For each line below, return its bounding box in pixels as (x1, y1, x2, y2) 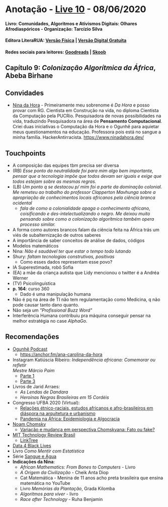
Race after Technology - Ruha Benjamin (20, 496, 103, 502)
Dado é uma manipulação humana (20, 291, 91, 297)
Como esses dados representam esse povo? (20, 259, 113, 265)
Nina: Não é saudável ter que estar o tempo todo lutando (12, 248, 131, 254)
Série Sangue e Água (12, 453, 57, 459)
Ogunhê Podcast (12, 346, 48, 352)
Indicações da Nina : (12, 459, 55, 465)
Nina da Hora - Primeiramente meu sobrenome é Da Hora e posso (12, 102, 150, 108)
